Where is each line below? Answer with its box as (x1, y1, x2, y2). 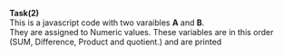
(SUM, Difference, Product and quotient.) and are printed (9, 36, 222, 47)
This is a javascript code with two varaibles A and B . (9, 17, 205, 28)
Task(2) (9, 8, 39, 18)
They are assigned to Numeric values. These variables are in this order (9, 27, 274, 37)
